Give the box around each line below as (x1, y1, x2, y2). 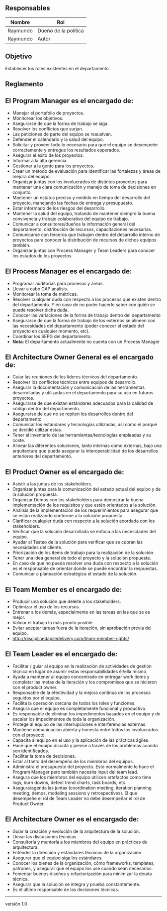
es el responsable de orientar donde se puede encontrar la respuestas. (12, 566, 158, 571)
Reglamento (5, 80, 44, 89)
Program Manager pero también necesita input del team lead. (12, 769, 138, 775)
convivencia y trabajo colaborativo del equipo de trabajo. (12, 216, 129, 222)
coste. (12, 438, 26, 444)
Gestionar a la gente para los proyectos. (12, 163, 94, 169)
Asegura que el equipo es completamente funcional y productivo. (12, 705, 147, 711)
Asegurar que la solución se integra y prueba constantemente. (12, 881, 141, 887)
